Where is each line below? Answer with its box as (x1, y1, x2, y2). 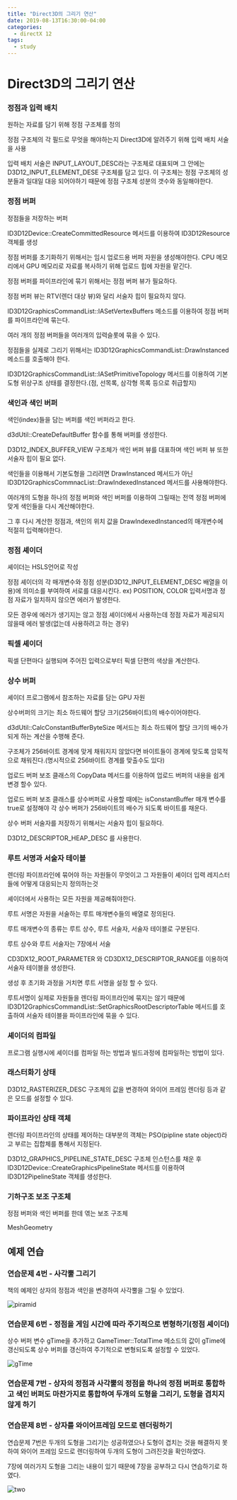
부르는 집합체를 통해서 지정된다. (14, 1140, 102, 1148)
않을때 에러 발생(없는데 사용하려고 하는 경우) (7, 619, 129, 628)
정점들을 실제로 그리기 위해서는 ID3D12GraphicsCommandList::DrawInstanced (7, 345, 229, 354)
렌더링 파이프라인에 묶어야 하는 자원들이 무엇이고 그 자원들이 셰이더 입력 (7, 871, 206, 879)
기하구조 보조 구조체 (7, 1192, 71, 1202)
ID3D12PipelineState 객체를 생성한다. (7, 1172, 112, 1181)
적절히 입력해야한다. (7, 526, 62, 534)
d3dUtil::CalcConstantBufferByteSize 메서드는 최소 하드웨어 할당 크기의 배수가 (7, 723, 229, 731)
